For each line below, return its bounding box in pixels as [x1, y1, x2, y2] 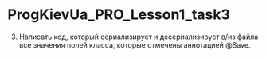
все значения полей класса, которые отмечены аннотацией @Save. [18, 40, 251, 49]
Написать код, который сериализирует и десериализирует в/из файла [18, 32, 259, 41]
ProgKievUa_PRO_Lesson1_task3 [7, 6, 230, 24]
